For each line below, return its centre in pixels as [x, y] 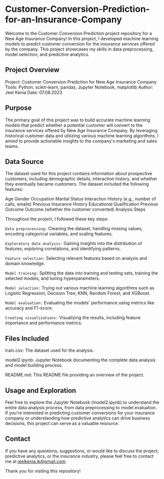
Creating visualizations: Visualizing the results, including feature [73, 318]
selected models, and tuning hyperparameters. [52, 279]
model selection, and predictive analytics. [47, 54]
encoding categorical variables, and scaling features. [59, 234]
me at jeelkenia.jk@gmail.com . [36, 461]
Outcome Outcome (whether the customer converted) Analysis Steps [75, 209]
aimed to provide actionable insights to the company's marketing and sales [81, 141]
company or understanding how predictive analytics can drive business [78, 418]
